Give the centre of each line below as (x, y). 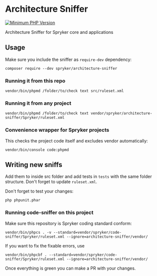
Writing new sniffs (34, 165)
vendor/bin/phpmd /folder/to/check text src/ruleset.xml (65, 91)
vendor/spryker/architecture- (121, 113)
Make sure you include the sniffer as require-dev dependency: (68, 59)
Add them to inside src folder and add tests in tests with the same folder (78, 177)
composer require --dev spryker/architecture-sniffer (61, 68)
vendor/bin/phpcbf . (26, 255)
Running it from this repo (35, 81)
